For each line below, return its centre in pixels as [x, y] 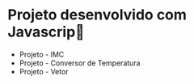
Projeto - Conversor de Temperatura [80, 63]
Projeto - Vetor [44, 71]
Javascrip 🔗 [46, 32]
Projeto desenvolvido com [97, 15]
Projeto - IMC [42, 54]
